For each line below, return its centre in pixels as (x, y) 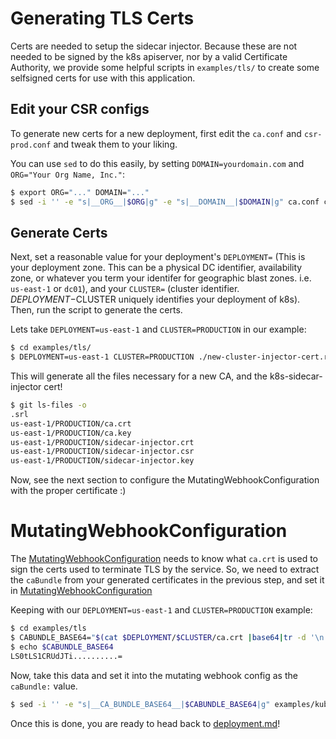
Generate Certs (59, 232)
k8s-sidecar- (296, 376)
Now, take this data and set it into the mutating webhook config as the (154, 675)
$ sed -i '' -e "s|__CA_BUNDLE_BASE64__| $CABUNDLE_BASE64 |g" (140, 704)
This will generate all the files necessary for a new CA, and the (139, 376)
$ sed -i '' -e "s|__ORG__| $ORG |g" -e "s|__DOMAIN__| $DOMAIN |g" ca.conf (165, 202)
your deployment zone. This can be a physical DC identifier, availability (156, 268)
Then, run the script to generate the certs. (96, 310)
